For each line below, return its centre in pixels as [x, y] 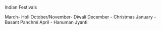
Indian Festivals [21, 7]
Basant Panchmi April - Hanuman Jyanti [46, 22]
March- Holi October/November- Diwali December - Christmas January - [80, 17]
